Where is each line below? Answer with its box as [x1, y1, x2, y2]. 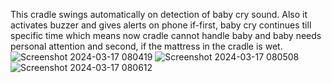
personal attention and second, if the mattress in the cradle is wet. [10, 40, 283, 52]
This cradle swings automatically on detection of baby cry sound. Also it [10, 9, 308, 20]
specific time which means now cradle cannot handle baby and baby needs [10, 30, 322, 41]
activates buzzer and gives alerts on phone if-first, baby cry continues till [10, 19, 312, 31]
